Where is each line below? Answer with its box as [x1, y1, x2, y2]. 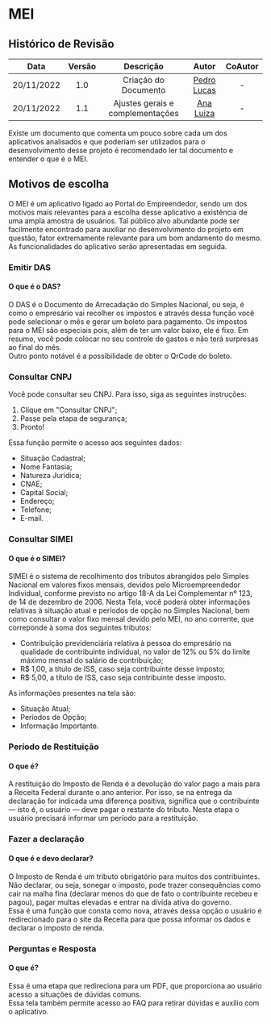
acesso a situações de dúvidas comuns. [8, 989, 142, 999]
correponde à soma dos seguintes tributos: [8, 622, 152, 633]
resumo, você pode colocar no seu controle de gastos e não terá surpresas [8, 334, 259, 343]
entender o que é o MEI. [8, 154, 89, 164]
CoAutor [225, 61, 259, 72]
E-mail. [19, 514, 44, 523]
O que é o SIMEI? [8, 553, 66, 563]
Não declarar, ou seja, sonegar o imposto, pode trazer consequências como [8, 880, 261, 889]
